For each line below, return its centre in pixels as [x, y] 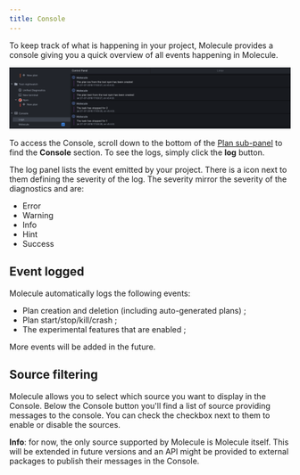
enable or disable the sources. [65, 424]
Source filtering [54, 375]
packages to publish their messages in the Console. [104, 461]
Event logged [47, 272]
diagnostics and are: [47, 188]
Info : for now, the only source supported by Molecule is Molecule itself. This [149, 442]
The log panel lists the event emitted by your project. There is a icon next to [148, 169]
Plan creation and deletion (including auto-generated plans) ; [134, 310]
